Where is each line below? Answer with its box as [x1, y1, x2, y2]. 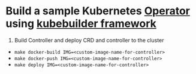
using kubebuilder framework [5, 17, 157, 30]
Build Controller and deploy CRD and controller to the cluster [14, 36, 164, 44]
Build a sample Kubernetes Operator [5, 4, 190, 18]
